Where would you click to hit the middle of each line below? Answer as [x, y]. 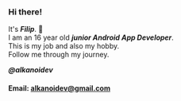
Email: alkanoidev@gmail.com [60, 88]
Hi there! [25, 12]
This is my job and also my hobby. [64, 46]
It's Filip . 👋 [26, 29]
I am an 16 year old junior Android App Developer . [91, 37]
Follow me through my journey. [59, 55]
